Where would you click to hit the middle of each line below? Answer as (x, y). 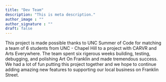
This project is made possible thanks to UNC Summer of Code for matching (84, 43)
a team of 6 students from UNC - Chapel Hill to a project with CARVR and (81, 48)
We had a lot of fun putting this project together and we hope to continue (81, 64)
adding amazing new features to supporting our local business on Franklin (82, 70)
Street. (12, 75)
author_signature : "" (29, 24)
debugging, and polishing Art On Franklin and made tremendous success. (81, 59)
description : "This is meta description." (50, 15)
